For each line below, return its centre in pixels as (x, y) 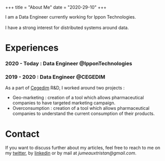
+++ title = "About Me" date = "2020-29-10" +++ (56, 7)
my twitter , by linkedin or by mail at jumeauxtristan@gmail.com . (71, 153)
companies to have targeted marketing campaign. (64, 103)
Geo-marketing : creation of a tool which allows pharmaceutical (78, 98)
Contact (22, 134)
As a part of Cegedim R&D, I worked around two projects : (65, 88)
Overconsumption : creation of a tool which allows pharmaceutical (81, 108)
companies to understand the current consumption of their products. (84, 114)
